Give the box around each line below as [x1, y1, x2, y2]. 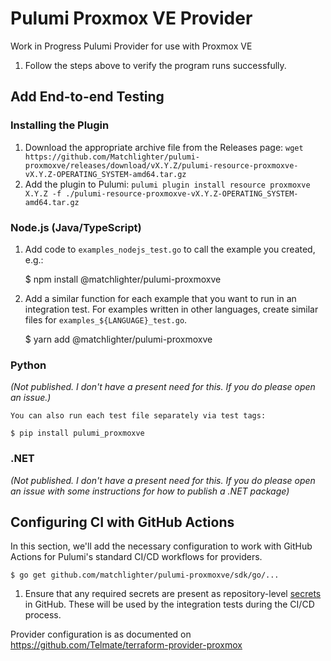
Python [10, 358, 47, 372]
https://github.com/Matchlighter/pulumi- [24, 152, 200, 162]
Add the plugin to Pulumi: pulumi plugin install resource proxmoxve [24, 178, 311, 190]
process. [24, 609, 62, 621]
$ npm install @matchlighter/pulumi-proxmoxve [24, 273, 222, 285]
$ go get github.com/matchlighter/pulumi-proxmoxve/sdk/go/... [10, 570, 280, 581]
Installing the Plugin [10, 118, 110, 132]
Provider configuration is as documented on [10, 628, 192, 641]
